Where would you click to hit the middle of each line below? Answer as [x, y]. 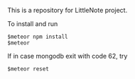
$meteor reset [28, 69]
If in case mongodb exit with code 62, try [67, 56]
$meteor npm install [38, 37]
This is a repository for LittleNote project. [67, 10]
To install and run [33, 24]
